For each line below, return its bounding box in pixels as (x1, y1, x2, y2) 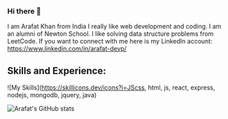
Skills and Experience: (7, 64, 106, 76)
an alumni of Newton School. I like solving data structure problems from (7, 29, 214, 38)
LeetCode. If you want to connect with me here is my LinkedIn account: (7, 37, 213, 45)
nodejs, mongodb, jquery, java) (7, 91, 97, 99)
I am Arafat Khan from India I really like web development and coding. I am (7, 22, 222, 31)
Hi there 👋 (7, 6, 42, 16)
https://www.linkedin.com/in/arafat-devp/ (7, 45, 127, 53)
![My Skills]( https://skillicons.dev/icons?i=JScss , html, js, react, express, (7, 83, 215, 92)
